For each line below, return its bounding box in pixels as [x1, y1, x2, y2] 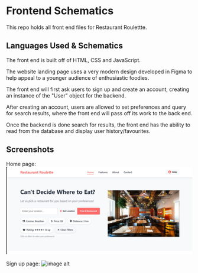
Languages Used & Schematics [6, 41, 123, 51]
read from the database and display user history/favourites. [6, 127, 151, 134]
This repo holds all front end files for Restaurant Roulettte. [6, 24, 147, 31]
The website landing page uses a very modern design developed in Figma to [6, 68, 193, 75]
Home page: [6, 160, 37, 167]
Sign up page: [6, 260, 40, 267]
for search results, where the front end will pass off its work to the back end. [6, 109, 193, 116]
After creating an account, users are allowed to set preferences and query [6, 103, 187, 110]
